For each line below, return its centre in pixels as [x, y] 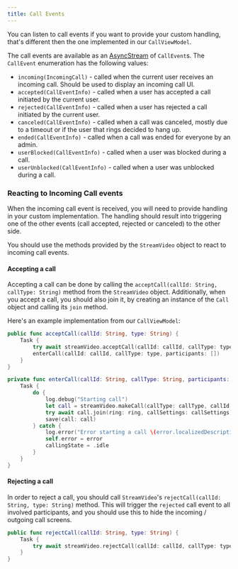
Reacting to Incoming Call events [65, 193]
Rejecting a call [30, 481]
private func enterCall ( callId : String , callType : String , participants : [119, 380]
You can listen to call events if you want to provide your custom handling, [114, 34]
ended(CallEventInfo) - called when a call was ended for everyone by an [124, 137]
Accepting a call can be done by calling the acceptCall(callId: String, [113, 284]
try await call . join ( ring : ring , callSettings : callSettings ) [139, 412]
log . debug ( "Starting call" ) [87, 399]
